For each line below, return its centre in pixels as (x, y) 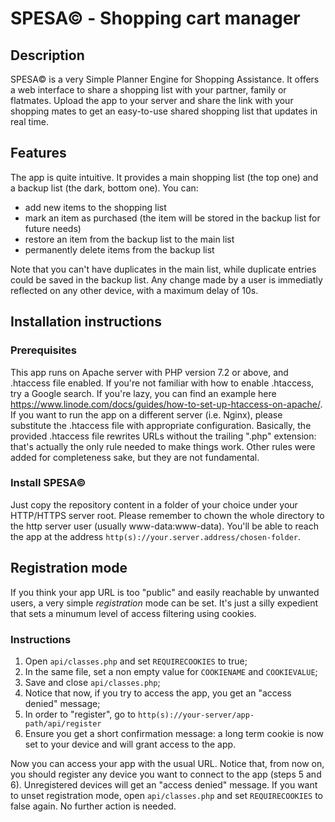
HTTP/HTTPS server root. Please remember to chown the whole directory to (167, 515)
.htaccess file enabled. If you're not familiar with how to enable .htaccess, (162, 383)
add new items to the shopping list (95, 207)
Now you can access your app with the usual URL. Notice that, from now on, (167, 763)
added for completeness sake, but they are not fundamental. (135, 457)
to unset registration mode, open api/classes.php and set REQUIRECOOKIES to (167, 795)
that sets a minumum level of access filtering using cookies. (133, 613)
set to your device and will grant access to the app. (130, 744)
